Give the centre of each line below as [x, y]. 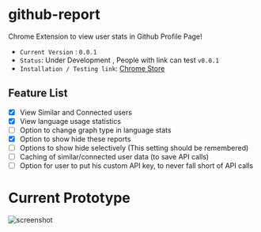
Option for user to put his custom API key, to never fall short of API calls [136, 166]
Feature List [38, 94]
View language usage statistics [70, 121]
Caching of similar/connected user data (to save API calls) [114, 157]
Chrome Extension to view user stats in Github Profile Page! [106, 36]
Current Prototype [69, 198]
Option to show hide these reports [75, 139]
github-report [54, 15]
